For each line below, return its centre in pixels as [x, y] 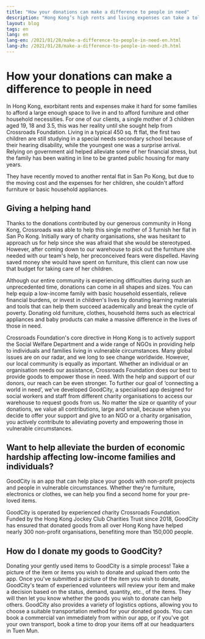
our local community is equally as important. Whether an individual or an [97, 363]
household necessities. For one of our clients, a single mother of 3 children [100, 119]
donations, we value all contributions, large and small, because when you [99, 409]
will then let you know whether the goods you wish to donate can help [94, 598]
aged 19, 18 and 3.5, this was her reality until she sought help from [89, 125]
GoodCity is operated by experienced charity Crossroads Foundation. [94, 513]
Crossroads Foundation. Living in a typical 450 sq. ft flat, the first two [93, 132]
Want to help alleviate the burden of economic [96, 448]
